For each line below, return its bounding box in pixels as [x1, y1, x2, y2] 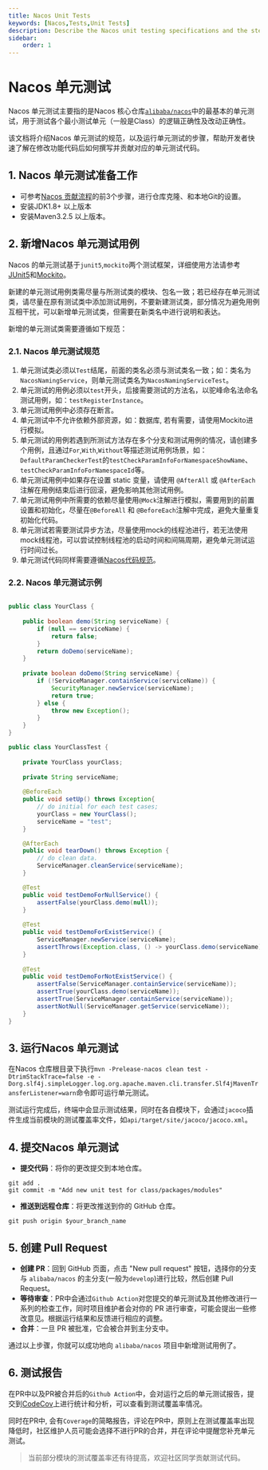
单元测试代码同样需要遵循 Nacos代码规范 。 [19, 554, 160, 564]
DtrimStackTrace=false [8, 1073, 84, 1081]
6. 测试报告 [8, 1366, 63, 1380]
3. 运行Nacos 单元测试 [8, 1041, 119, 1055]
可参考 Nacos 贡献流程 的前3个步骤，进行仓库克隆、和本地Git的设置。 [19, 191, 246, 201]
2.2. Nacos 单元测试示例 [8, 577, 102, 588]
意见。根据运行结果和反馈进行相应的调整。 [26, 1313, 167, 1323]
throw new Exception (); [50, 706, 130, 715]
